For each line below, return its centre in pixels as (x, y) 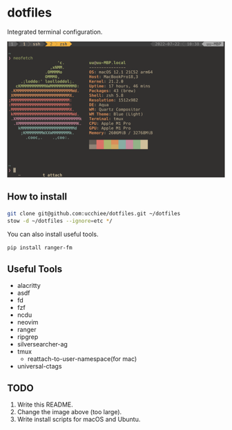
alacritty (29, 286)
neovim (28, 322)
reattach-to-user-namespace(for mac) (82, 359)
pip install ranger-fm (40, 247)
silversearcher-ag (42, 344)
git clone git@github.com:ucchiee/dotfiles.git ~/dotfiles (94, 213)
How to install (37, 197)
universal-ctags (39, 367)
